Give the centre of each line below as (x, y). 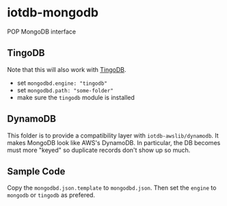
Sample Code (36, 171)
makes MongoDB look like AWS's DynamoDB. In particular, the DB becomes (114, 142)
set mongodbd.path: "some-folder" (65, 90)
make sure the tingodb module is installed (76, 97)
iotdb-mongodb (53, 13)
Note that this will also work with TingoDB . (67, 69)
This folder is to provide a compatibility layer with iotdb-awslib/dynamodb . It (113, 136)
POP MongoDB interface (42, 31)
